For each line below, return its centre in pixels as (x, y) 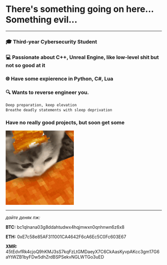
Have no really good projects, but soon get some (65, 122)
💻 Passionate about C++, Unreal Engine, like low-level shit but (82, 57)
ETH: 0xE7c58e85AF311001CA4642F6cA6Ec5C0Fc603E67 (66, 237)
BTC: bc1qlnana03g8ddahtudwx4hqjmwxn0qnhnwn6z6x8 (65, 227)
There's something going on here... (80, 9)
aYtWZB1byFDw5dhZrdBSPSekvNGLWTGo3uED (55, 257)
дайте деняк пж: (23, 218)
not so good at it (26, 65)
